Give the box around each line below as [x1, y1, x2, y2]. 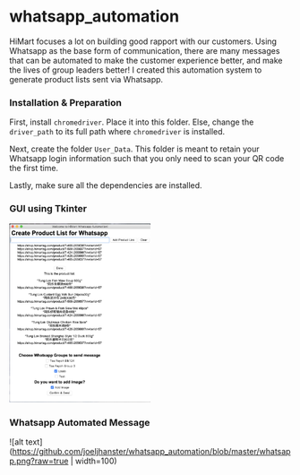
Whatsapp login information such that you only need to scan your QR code [9, 153, 285, 164]
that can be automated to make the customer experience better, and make [9, 55, 283, 65]
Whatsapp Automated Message [9, 416, 150, 428]
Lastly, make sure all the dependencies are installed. [9, 180, 203, 191]
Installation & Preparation [9, 96, 123, 108]
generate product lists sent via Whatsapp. [9, 73, 164, 84]
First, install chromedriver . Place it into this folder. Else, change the [9, 117, 254, 127]
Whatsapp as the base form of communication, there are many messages [9, 45, 280, 56]
